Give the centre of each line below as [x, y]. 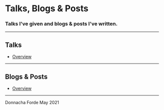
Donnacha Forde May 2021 [32, 103]
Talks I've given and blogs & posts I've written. [61, 24]
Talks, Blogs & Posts [47, 9]
